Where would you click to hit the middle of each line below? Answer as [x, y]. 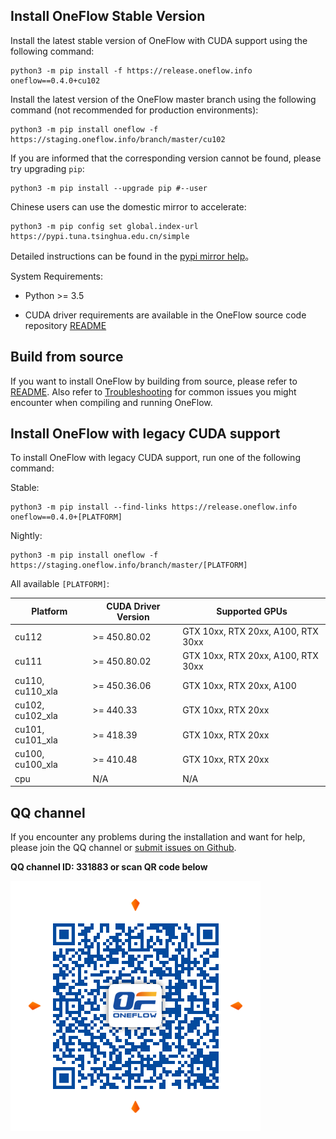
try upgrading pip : [47, 168]
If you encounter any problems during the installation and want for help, [158, 837]
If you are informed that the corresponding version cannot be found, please [166, 158]
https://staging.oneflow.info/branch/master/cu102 [118, 139]
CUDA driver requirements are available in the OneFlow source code [165, 315]
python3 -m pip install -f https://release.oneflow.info [131, 70]
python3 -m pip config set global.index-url [104, 226]
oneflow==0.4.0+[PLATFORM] [66, 517]
